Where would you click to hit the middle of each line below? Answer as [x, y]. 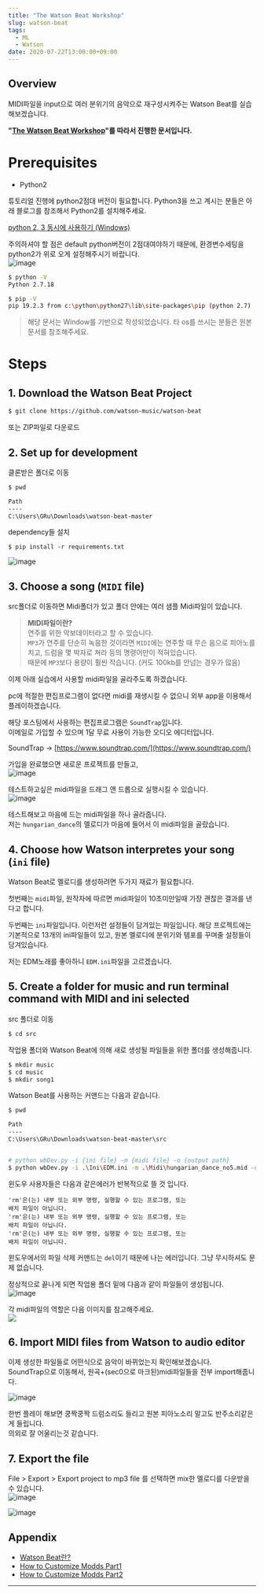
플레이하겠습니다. [35, 706]
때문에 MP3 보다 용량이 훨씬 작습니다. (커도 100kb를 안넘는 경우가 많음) [134, 663]
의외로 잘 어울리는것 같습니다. [53, 1433]
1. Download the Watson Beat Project [100, 393]
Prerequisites [53, 163]
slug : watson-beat [38, 23]
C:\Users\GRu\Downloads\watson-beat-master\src [88, 1139]
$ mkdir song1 [31, 1079]
